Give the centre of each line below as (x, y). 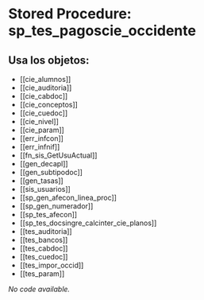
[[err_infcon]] (41, 138)
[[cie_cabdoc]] (44, 96)
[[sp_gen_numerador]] (56, 206)
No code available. (39, 289)
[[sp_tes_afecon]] (48, 214)
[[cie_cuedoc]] (44, 113)
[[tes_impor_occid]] (52, 265)
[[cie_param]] (42, 130)
